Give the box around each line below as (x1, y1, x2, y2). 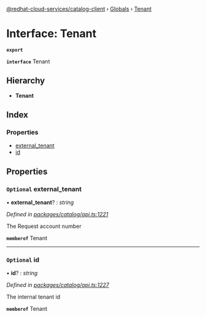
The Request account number (6, 222, 82, 230)
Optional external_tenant (6, 184, 82, 193)
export (6, 47, 23, 53)
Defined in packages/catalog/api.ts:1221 (6, 211, 109, 218)
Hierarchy (6, 76, 45, 86)
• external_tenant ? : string (6, 199, 74, 206)
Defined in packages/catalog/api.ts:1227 (6, 281, 109, 289)
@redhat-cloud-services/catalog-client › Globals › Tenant (6, 6, 152, 12)
